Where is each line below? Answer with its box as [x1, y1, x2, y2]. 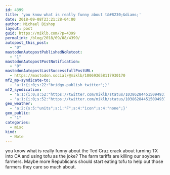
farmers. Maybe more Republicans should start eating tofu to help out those [5, 158, 163, 164]
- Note [10, 134, 24, 139]
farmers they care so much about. [5, 164, 76, 170]
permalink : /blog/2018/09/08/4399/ [5, 36, 80, 41]
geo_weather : [5, 101, 33, 106]
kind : [5, 129, 17, 134]
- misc [10, 125, 24, 130]
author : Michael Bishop [5, 21, 56, 27]
